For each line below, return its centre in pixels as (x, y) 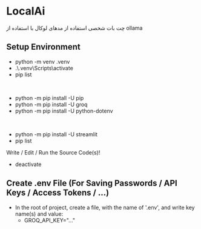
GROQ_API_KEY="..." (50, 220)
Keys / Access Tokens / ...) (58, 193)
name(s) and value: (39, 214)
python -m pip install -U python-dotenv (64, 111)
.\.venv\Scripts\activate (44, 68)
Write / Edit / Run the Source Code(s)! (53, 152)
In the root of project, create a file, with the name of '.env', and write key (105, 207)
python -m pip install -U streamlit (56, 134)
